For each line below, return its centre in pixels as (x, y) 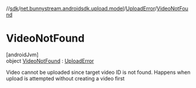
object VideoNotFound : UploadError (50, 60)
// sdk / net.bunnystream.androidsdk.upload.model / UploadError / (81, 9)
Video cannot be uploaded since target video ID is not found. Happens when (98, 72)
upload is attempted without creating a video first (65, 78)
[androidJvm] (23, 55)
